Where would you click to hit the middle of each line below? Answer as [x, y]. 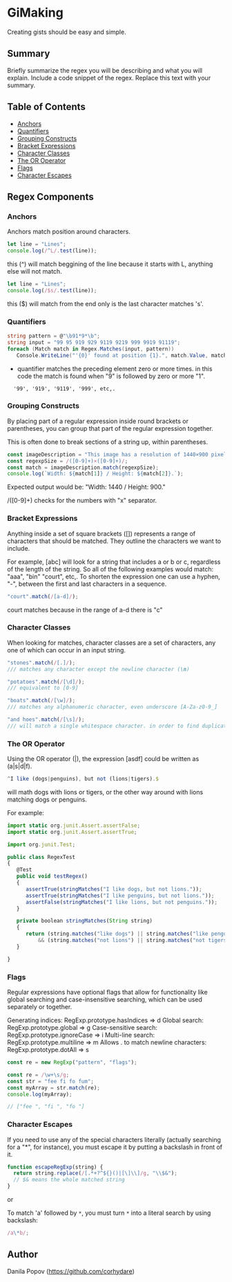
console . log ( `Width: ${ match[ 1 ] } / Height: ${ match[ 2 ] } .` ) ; [96, 474]
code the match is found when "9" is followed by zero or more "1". [111, 376]
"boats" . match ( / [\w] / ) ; [41, 701]
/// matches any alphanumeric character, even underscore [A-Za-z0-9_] [112, 707]
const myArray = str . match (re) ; [54, 1088]
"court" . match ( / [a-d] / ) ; [43, 596]
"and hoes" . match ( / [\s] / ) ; [46, 720]
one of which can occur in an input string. [67, 650]
